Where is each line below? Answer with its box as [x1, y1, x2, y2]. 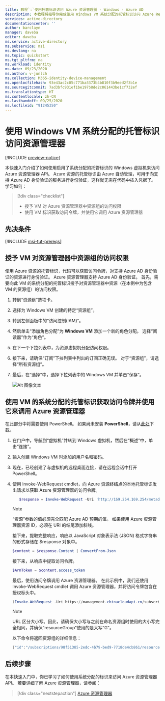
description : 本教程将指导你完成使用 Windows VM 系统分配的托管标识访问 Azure [5, 12, 154, 17]
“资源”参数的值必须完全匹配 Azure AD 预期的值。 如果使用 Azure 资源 [12, 516, 153, 522]
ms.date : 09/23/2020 [5, 67, 48, 72]
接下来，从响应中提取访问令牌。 [12, 558, 77, 564]
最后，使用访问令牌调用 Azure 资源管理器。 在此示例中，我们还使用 [12, 578, 149, 583]
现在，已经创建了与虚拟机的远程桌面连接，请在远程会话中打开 [12, 465, 137, 471]
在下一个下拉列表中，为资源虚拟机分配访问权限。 [12, 344, 111, 350]
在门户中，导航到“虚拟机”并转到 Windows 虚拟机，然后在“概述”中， [12, 438, 149, 444]
